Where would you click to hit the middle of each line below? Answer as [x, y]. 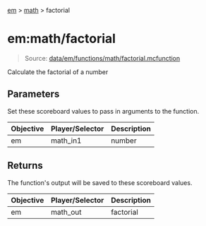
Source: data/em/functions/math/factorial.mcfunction [102, 58]
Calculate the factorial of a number [58, 72]
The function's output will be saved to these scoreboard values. [100, 182]
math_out [66, 212]
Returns [25, 166]
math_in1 [66, 141]
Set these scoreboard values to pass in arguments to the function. [103, 111]
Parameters [34, 94]
